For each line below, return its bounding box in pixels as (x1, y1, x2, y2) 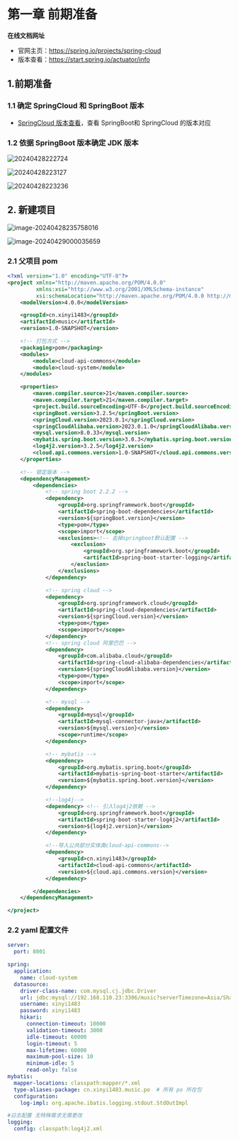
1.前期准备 (7, 78, 52, 90)
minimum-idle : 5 (25, 1060, 74, 1067)
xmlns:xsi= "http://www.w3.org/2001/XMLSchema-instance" (35, 285, 204, 293)
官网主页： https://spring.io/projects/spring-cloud (17, 46, 161, 55)
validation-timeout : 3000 (25, 1026, 103, 1034)
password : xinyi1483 (20, 1007, 81, 1014)
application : (13, 968, 52, 975)
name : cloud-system (20, 974, 78, 981)
